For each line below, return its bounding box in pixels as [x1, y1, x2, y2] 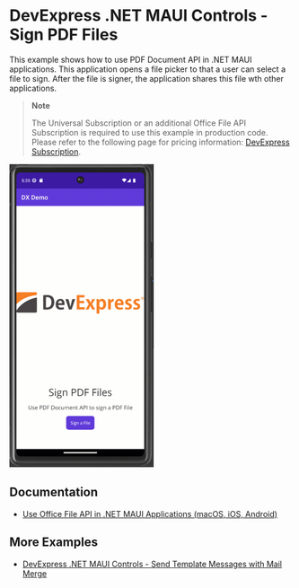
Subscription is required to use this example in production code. [31, 127, 268, 137]
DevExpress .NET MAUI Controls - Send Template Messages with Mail [22, 558, 283, 569]
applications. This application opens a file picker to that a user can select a [9, 64, 286, 75]
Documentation [9, 485, 99, 500]
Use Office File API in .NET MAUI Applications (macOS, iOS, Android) [22, 508, 278, 519]
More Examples [9, 535, 99, 550]
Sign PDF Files [9, 24, 119, 45]
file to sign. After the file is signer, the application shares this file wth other [9, 73, 285, 83]
